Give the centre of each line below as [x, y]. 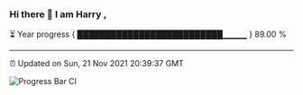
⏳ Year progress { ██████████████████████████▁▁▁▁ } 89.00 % [148, 34]
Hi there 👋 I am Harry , [58, 14]
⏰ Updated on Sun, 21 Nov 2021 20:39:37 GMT [97, 64]
